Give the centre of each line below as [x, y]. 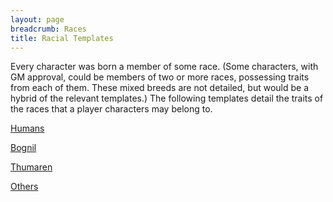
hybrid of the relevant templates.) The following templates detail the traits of [167, 98]
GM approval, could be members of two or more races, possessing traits [160, 77]
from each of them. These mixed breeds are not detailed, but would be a [160, 88]
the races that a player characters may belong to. [111, 109]
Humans [27, 128]
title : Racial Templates [62, 38]
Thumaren [31, 167]
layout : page [37, 19]
